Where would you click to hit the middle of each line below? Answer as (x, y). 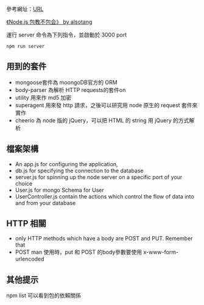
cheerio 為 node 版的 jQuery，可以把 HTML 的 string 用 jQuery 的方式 (102, 120)
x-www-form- (160, 252)
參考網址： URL (25, 9)
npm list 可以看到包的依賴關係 (44, 296)
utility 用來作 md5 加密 (43, 97)
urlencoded (30, 259)
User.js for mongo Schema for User (60, 190)
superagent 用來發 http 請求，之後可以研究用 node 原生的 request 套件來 (106, 105)
